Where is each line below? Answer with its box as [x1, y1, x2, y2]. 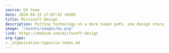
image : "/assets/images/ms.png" [5, 26, 73, 31]
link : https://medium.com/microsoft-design [5, 31, 99, 36]
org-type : [5, 36, 26, 41]
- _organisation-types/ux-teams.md [5, 40, 80, 45]
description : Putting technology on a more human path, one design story [5, 21, 164, 27]
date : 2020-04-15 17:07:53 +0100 [5, 12, 76, 17]
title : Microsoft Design [5, 17, 58, 22]
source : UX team [5, 7, 39, 13]
